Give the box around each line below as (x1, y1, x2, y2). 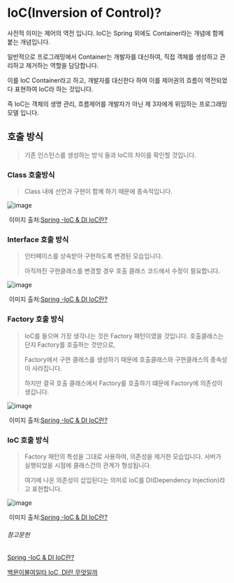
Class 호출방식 (7, 170, 55, 180)
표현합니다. (31, 484, 63, 493)
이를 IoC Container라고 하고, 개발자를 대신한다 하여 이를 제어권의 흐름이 (7, 75, 204, 85)
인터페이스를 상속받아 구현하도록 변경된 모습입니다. (24, 252, 163, 260)
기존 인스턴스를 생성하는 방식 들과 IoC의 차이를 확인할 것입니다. (24, 150, 197, 159)
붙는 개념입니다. (7, 37, 51, 46)
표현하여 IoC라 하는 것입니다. (14, 85, 94, 93)
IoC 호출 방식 (7, 435, 49, 445)
